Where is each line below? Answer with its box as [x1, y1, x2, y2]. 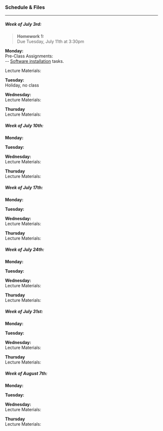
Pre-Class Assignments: [5, 53, 53, 59]
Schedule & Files [5, 4, 45, 11]
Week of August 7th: [5, 370, 48, 376]
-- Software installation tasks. [5, 58, 64, 64]
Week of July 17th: [5, 184, 43, 190]
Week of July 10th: [5, 122, 44, 128]
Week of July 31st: [5, 308, 43, 314]
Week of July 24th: [5, 246, 45, 252]
